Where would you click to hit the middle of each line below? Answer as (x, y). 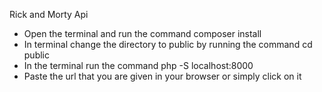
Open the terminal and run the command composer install (142, 33)
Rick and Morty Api (49, 14)
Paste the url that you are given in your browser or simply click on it (162, 76)
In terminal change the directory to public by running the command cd (168, 44)
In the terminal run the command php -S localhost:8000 (138, 65)
